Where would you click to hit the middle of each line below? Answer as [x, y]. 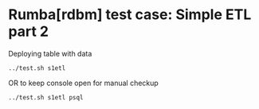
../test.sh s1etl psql [46, 97]
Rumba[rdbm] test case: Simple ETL [130, 15]
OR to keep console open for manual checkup [84, 83]
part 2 [29, 31]
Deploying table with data [50, 53]
